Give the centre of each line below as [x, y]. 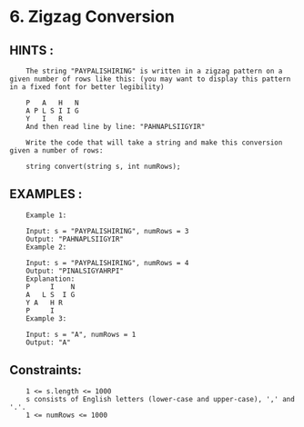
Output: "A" [48, 343]
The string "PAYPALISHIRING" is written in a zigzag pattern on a [154, 71]
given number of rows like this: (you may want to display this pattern [150, 79]
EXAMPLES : [46, 194]
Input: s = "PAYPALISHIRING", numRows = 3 [107, 231]
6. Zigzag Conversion [92, 17]
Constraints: [46, 370]
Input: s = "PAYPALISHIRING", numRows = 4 [107, 263]
